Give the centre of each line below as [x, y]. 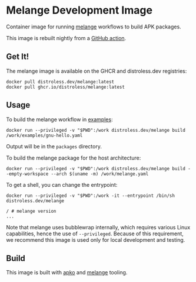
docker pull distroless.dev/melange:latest [60, 82]
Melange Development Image [79, 10]
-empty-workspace [27, 174]
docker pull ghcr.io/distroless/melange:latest [66, 87]
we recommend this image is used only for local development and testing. [96, 239]
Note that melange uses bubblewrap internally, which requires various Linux [98, 227]
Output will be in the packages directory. [54, 146]
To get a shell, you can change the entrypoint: [62, 184]
